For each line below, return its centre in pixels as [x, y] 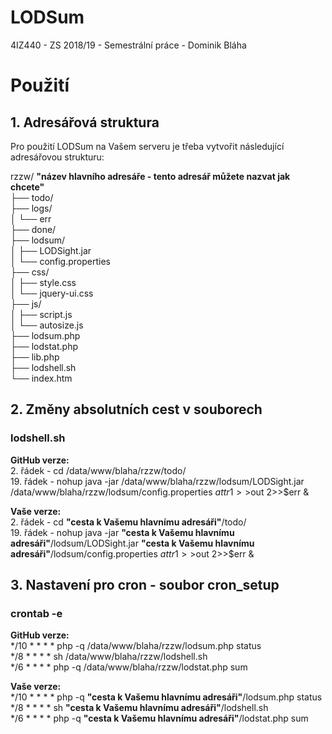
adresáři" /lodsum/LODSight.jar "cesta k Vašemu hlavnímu [132, 543]
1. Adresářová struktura [85, 122]
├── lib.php [35, 357]
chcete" [27, 187]
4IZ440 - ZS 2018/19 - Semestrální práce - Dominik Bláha [128, 45]
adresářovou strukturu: [57, 157]
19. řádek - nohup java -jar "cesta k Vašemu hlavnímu [122, 532]
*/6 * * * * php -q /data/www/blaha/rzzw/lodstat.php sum [129, 667]
